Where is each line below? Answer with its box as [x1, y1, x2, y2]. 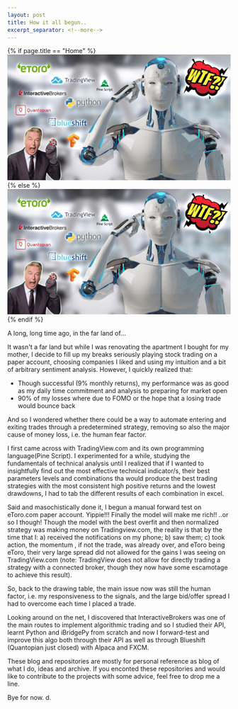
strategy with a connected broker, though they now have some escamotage [7, 563, 228, 572]
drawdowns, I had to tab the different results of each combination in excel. [7, 489, 225, 498]
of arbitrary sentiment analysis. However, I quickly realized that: [7, 365, 193, 374]
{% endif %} [7, 315, 44, 324]
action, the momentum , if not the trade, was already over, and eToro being [7, 540, 225, 549]
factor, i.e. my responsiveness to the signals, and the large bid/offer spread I [7, 592, 230, 601]
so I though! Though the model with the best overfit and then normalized [7, 518, 220, 527]
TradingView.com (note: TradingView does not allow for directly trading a [7, 556, 221, 565]
